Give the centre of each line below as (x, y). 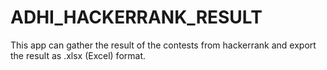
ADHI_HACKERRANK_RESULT (136, 17)
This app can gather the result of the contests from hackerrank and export (163, 45)
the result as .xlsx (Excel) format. (78, 55)
